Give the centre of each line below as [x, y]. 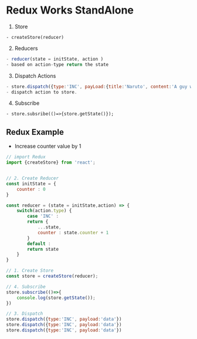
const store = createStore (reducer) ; [52, 276]
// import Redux [26, 157]
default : [39, 244]
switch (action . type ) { [44, 211]
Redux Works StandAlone [70, 10]
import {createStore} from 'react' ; [51, 162]
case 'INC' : [43, 216]
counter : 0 [31, 189]
